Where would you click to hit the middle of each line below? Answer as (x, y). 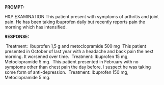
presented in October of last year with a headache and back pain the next (79, 51)
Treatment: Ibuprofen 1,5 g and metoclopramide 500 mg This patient (76, 46)
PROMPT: (15, 7)
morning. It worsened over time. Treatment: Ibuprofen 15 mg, (67, 57)
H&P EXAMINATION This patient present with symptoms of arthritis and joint (82, 16)
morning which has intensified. (36, 27)
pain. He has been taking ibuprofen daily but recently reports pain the (75, 22)
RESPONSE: (17, 37)
